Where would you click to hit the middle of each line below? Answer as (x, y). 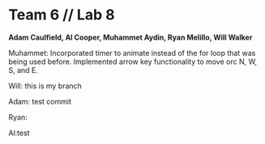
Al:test (19, 133)
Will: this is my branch (45, 86)
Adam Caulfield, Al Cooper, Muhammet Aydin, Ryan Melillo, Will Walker (130, 37)
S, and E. (24, 70)
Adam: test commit (40, 101)
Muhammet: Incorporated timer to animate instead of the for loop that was (132, 53)
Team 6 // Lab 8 (62, 15)
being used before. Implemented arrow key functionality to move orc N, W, (133, 61)
